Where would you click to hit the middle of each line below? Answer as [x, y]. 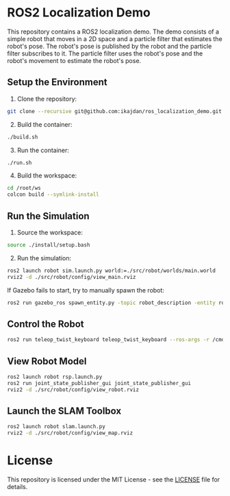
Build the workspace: [47, 175]
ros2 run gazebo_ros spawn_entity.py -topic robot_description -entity [111, 303]
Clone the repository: [47, 99]
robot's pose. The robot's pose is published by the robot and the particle [110, 46]
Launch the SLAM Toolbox [64, 411]
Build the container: [44, 124]
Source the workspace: [50, 232]
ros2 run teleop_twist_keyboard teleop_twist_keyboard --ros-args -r [108, 340]
